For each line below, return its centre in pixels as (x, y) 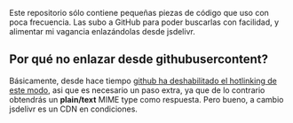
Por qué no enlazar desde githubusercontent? (139, 60)
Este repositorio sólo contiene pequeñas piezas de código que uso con (139, 13)
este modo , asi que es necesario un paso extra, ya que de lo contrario (137, 90)
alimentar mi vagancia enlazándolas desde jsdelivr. (102, 31)
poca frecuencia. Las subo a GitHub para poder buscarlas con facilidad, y (144, 22)
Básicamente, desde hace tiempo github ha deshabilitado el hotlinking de (143, 81)
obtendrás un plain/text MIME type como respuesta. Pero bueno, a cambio (146, 99)
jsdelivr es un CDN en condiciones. (73, 109)
